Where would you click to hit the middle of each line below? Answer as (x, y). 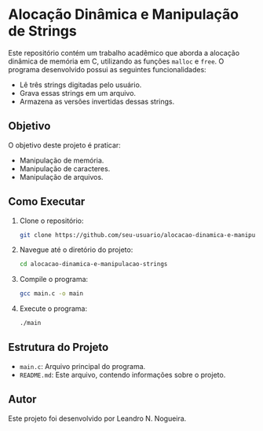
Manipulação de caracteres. (65, 168)
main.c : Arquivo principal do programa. (82, 366)
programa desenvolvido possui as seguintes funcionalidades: (107, 69)
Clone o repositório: (51, 221)
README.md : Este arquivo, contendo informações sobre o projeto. (122, 374)
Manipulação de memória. (62, 160)
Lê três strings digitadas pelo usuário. (80, 85)
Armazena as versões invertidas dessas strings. (97, 101)
